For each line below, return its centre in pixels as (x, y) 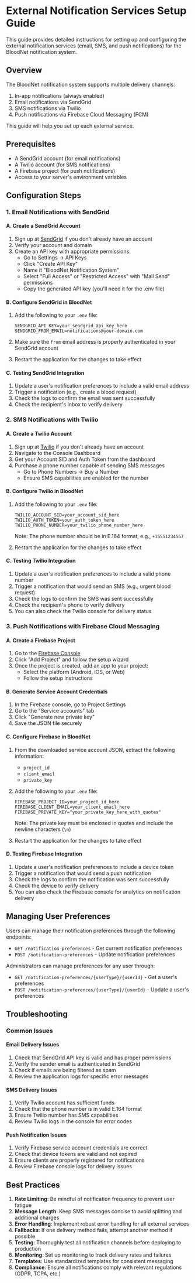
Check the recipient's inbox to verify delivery (68, 405)
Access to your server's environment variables (71, 177)
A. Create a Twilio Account (39, 434)
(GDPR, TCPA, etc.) (38, 1274)
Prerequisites (31, 144)
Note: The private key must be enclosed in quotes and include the (94, 823)
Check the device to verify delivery (57, 885)
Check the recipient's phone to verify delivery (69, 605)
